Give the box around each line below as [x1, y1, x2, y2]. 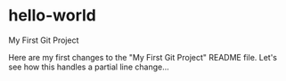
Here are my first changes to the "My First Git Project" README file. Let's [8, 52, 278, 62]
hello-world [8, 5, 97, 26]
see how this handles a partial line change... [8, 61, 170, 72]
